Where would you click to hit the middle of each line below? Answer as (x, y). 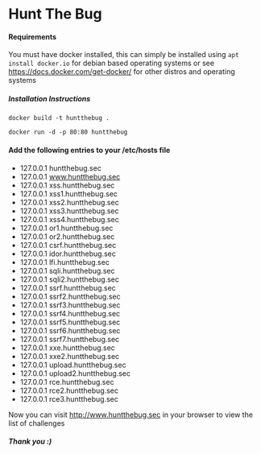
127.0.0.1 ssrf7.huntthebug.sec (70, 339)
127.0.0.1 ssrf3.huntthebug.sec (70, 305)
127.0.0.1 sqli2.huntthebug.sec (69, 279)
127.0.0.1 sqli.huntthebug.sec (67, 270)
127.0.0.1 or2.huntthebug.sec (67, 236)
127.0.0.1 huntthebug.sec (61, 168)
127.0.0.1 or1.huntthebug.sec (66, 228)
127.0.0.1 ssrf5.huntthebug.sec (70, 322)
